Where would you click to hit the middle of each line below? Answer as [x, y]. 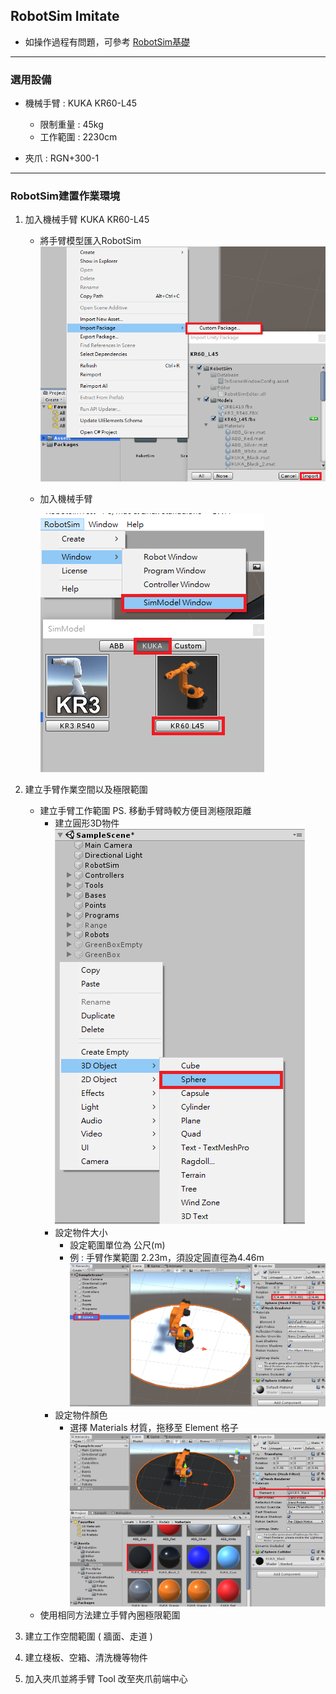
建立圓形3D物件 [87, 823]
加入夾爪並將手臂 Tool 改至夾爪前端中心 [106, 1679]
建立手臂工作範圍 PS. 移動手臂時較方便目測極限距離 [145, 810]
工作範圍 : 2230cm [78, 137]
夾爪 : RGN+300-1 [62, 158]
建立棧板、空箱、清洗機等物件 [86, 1658]
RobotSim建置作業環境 [65, 196]
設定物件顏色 [81, 1415]
